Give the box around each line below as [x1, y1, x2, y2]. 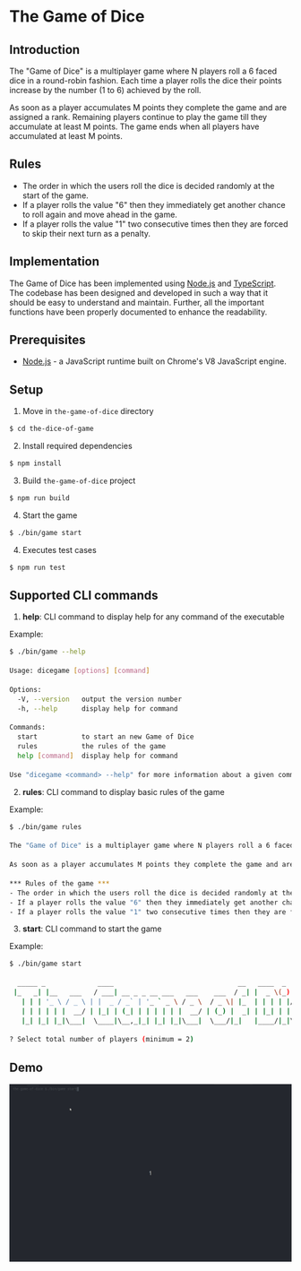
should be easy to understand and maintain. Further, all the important [9, 297, 264, 307]
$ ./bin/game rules [9, 822, 82, 831]
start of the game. [21, 190, 90, 201]
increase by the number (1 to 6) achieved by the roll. [9, 85, 202, 95]
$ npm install [9, 459, 63, 468]
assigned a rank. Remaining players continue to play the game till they [9, 112, 267, 122]
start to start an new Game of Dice [17, 732, 194, 741]
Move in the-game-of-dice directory [21, 406, 154, 417]
